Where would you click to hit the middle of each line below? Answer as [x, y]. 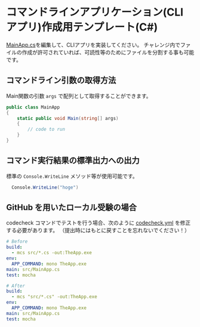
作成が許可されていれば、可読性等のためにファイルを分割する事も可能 [108, 52]
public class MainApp [33, 107]
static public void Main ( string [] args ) [68, 118]
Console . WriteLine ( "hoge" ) [45, 187]
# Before [17, 242]
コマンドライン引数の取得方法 [61, 80]
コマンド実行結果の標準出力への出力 [73, 161]
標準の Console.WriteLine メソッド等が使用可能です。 [72, 176]
